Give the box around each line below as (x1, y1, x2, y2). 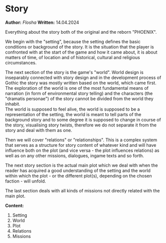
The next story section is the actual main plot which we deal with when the (5, 162, 158, 168)
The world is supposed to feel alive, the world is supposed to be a (5, 106, 140, 112)
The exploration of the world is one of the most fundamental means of (5, 85, 149, 91)
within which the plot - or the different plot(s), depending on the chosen (5, 173, 153, 179)
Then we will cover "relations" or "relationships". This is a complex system (5, 137, 158, 143)
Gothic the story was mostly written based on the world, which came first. (5, 80, 157, 86)
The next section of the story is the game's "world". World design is (5, 69, 144, 75)
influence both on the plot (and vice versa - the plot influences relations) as (5, 147, 160, 153)
